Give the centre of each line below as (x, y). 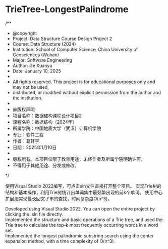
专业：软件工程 (28, 134)
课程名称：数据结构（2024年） (45, 122)
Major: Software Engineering (42, 60)
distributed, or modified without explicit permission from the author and (87, 92)
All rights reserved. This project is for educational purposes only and (84, 82)
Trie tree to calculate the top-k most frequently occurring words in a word (82, 225)
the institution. (27, 98)
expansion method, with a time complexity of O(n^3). (60, 241)
